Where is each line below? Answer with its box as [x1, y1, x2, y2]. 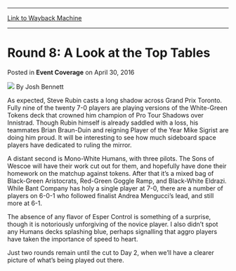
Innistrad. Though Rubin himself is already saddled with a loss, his [7, 118, 199, 127]
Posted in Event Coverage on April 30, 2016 [7, 68, 135, 76]
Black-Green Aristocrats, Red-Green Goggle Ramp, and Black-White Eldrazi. [7, 176, 227, 185]
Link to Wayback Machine [7, 14, 82, 22]
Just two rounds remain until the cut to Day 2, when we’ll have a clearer [7, 248, 214, 256]
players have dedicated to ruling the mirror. [7, 141, 132, 149]
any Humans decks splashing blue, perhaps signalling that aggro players [7, 227, 218, 235]
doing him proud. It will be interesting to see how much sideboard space [7, 133, 216, 141]
